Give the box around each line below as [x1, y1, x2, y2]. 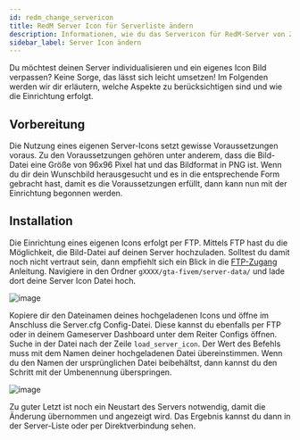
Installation [9, 213, 73, 228]
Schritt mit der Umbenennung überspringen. [9, 367, 172, 378]
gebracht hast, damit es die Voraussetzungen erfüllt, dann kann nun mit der [9, 178, 287, 189]
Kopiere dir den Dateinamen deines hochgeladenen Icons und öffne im [9, 310, 270, 320]
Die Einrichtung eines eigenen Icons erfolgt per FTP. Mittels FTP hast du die [9, 237, 288, 248]
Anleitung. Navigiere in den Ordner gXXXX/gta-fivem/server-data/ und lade [9, 265, 286, 277]
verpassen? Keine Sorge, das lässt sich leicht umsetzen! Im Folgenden [9, 72, 269, 83]
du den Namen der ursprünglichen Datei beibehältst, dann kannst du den [9, 357, 278, 368]
